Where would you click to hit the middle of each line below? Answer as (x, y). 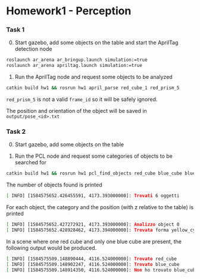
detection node (33, 49)
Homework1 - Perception (69, 11)
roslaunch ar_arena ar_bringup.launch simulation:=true (77, 60)
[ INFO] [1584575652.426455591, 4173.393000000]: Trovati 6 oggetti (93, 196)
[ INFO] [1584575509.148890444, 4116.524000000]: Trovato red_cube (92, 259)
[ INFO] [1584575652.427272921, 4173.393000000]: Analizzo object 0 (93, 225)
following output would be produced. (51, 248)
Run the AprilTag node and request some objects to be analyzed (93, 77)
